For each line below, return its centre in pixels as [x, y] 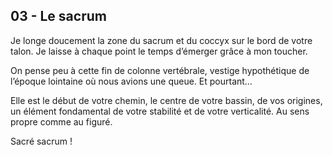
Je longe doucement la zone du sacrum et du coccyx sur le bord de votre [161, 40]
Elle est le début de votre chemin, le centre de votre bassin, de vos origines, [166, 100]
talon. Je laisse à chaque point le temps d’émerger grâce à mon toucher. [159, 51]
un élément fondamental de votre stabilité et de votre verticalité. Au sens [160, 111]
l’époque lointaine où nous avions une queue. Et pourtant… [131, 81]
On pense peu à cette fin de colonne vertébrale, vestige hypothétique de [160, 70]
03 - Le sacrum [58, 16]
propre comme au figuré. [61, 121]
